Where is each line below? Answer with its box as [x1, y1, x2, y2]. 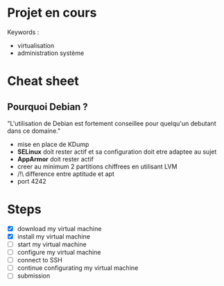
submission [17, 271, 51, 280]
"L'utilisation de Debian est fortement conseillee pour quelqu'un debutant [7, 119, 216, 127]
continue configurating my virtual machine [17, 264, 139, 272]
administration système [17, 49, 85, 57]
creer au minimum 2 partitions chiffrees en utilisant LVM [17, 162, 178, 170]
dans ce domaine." [7, 127, 61, 135]
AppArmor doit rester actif [17, 154, 94, 163]
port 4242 [17, 177, 46, 185]
